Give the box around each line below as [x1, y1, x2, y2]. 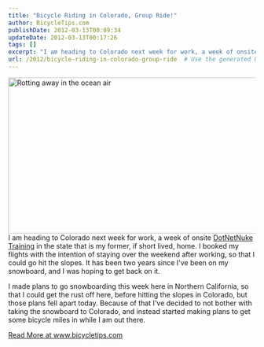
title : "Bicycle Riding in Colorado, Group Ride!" [8, 11, 178, 20]
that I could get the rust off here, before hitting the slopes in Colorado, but [8, 290, 247, 299]
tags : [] [8, 41, 37, 49]
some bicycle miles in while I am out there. [8, 315, 145, 324]
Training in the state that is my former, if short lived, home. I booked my [8, 241, 240, 250]
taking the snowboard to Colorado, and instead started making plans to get [8, 306, 251, 316]
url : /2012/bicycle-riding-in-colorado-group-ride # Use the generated [8, 56, 251, 64]
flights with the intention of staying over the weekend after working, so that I [8, 249, 255, 259]
